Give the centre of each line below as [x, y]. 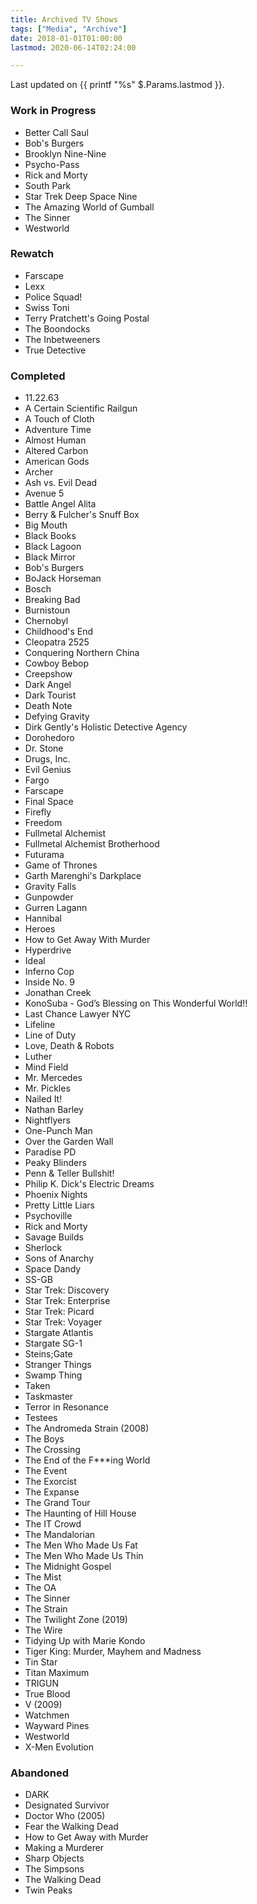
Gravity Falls [50, 887]
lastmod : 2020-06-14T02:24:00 [73, 47]
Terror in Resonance [66, 1407]
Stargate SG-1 [53, 1343]
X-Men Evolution [59, 1747]
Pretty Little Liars [59, 1205]
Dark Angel [48, 685]
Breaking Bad [52, 600]
